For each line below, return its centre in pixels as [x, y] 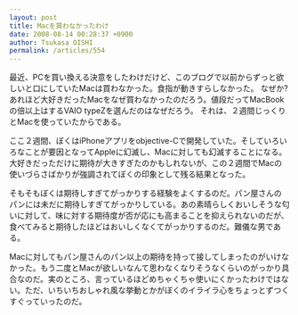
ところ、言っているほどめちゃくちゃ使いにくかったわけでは [173, 279]
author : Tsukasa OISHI [51, 42]
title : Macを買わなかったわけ [59, 26]
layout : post [33, 17]
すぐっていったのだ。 [48, 302]
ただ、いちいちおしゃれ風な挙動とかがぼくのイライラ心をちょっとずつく [157, 290]
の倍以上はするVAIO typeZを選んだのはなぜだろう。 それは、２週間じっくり [148, 111]
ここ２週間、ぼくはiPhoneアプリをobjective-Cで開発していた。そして [137, 141]
